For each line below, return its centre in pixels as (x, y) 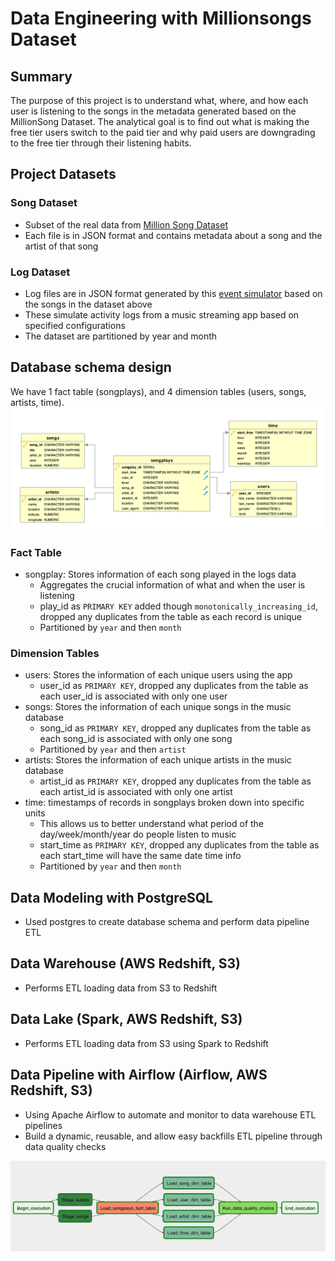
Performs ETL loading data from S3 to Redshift (121, 988)
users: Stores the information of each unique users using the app (158, 675)
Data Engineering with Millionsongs (161, 18)
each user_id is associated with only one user (133, 696)
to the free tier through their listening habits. (101, 143)
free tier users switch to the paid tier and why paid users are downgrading (163, 132)
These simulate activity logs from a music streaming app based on (162, 314)
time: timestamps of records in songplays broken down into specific (164, 803)
